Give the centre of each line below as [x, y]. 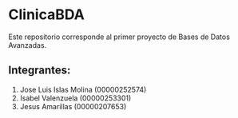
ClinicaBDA [47, 15]
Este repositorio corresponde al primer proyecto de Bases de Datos [119, 37]
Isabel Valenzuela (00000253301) [75, 98]
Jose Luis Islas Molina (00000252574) [83, 89]
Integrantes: [40, 71]
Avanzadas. [28, 45]
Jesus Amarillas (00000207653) [73, 106]
